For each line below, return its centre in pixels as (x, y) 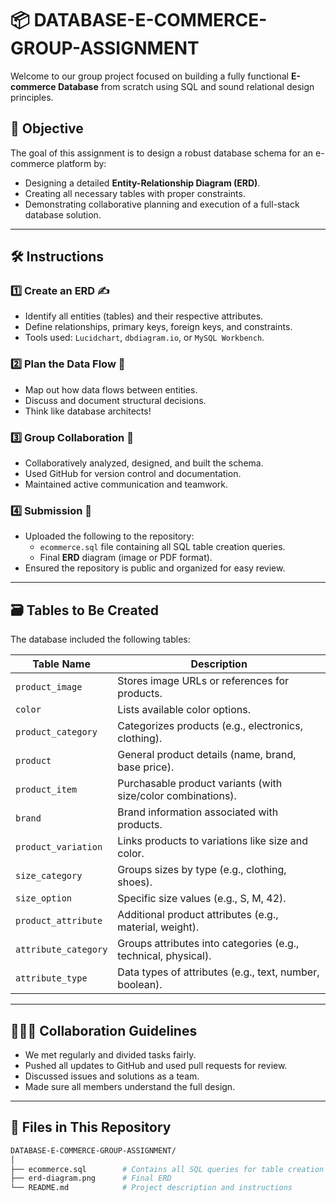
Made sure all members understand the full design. (130, 1086)
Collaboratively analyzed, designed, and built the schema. (144, 463)
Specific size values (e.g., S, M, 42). (202, 899)
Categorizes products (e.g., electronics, (210, 726)
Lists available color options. (184, 710)
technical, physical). (164, 956)
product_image (49, 687)
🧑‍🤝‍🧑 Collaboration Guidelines (104, 1030)
